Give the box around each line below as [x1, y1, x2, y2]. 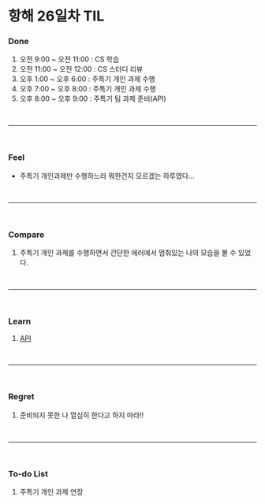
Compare [8, 229, 45, 240]
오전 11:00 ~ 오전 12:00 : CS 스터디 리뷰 [19, 65, 144, 74]
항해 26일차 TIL [8, 7, 105, 25]
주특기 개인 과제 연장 [19, 487, 84, 496]
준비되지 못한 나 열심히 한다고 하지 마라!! [19, 410, 144, 420]
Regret [8, 391, 35, 402]
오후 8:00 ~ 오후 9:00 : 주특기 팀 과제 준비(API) [19, 94, 167, 103]
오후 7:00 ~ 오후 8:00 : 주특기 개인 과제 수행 [19, 84, 156, 94]
